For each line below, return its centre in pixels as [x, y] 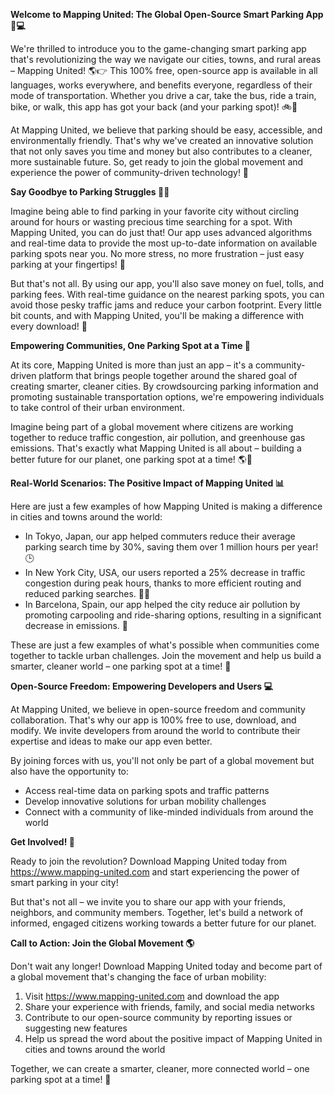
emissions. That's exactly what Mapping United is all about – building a [156, 448]
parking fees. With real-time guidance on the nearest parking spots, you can [167, 294]
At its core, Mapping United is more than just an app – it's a [131, 365]
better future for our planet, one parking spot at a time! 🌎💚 [131, 459]
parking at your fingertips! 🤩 [68, 264]
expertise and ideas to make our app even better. [111, 741]
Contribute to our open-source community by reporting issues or [158, 1017]
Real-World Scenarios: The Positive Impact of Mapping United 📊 [147, 483]
